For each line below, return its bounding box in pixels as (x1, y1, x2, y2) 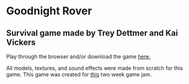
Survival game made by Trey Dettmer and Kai (6, 28, 178, 38)
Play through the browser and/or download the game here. (6, 53, 151, 60)
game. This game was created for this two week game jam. (6, 71, 152, 78)
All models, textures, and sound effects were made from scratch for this (6, 64, 184, 71)
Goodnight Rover (6, 4, 93, 18)
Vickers (6, 37, 36, 47)
